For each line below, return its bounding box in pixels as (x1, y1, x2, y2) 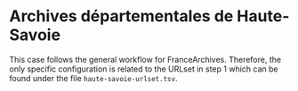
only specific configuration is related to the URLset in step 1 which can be (9, 64, 278, 74)
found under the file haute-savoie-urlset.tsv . (9, 72, 178, 83)
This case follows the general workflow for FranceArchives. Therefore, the (9, 54, 282, 64)
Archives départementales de (9, 6, 234, 27)
